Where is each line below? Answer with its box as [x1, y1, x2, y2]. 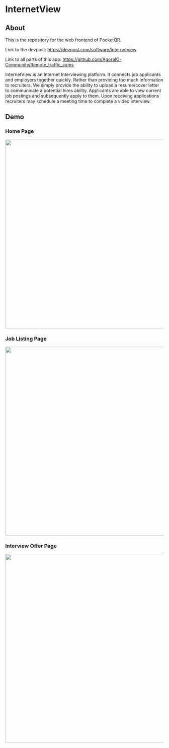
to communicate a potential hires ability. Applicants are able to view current [5, 88, 161, 94]
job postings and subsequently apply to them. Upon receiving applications [5, 93, 159, 99]
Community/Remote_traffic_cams [5, 62, 74, 67]
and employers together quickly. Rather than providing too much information [5, 77, 163, 82]
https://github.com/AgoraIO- [62, 56, 122, 62]
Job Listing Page [5, 335, 47, 342]
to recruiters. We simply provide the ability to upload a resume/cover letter [5, 82, 159, 88]
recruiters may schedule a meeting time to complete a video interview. [5, 98, 151, 104]
